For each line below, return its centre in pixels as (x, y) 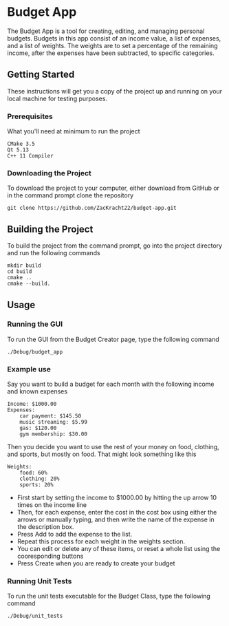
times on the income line (52, 505)
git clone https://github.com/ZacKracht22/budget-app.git (92, 208)
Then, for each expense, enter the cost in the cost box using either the (117, 512)
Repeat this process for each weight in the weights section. (101, 541)
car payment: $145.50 (50, 416)
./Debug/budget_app (35, 352)
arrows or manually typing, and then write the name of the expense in (116, 519)
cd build (20, 272)
